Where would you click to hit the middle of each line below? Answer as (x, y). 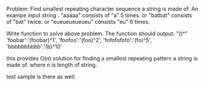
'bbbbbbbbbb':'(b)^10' (34, 46)
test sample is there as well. (41, 77)
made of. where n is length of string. (52, 65)
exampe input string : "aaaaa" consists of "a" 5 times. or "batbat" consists (99, 15)
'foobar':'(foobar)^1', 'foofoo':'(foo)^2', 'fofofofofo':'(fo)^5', (79, 40)
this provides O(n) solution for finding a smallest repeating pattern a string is (102, 58)
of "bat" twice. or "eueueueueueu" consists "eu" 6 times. (78, 22)
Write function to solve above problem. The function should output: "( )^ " (97, 34)
